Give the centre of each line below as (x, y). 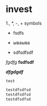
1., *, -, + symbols (24, 23)
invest (19, 9)
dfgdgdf (15, 72)
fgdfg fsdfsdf (20, 62)
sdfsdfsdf (23, 52)
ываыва (21, 42)
